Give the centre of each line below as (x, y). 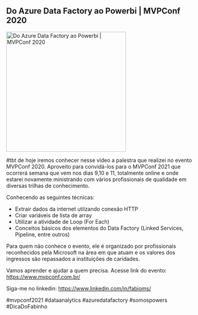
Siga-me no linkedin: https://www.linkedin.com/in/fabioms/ (79, 288)
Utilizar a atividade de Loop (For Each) (62, 221)
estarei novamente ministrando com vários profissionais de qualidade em (96, 179)
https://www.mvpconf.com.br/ (43, 277)
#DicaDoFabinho (27, 306)
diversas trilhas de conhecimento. (48, 185)
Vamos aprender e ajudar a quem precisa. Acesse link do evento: (86, 270)
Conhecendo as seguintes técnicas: (50, 197)
